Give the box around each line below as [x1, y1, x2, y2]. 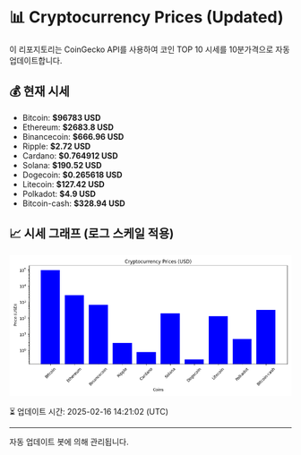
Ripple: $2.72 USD [21, 141, 91, 151]
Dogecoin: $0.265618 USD [21, 169, 123, 180]
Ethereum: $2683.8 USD [21, 122, 115, 133]
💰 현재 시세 [9, 84, 70, 99]
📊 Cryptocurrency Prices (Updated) [9, 7, 284, 28]
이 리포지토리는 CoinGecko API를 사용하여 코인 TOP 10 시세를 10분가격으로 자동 [9, 44, 290, 55]
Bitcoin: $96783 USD [21, 112, 101, 123]
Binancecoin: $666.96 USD [21, 131, 125, 142]
